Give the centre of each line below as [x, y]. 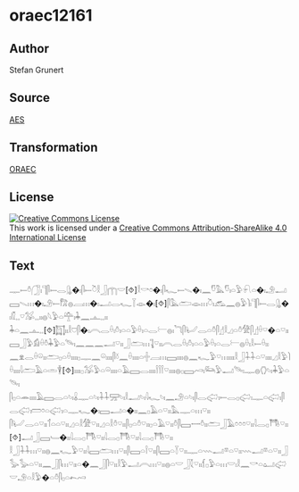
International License [48, 238]
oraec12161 [51, 16]
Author [29, 49]
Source [30, 98]
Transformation [54, 148]
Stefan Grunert [37, 70]
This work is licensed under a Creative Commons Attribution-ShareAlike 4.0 [148, 228]
